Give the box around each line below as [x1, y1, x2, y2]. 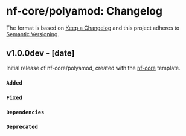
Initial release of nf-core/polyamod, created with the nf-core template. [6, 64, 181, 71]
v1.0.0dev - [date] [6, 48, 75, 59]
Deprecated [6, 123, 38, 131]
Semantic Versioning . [6, 30, 59, 37]
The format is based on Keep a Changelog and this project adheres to [6, 24, 180, 31]
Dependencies [6, 109, 45, 115]
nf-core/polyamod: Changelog [6, 4, 163, 18]
